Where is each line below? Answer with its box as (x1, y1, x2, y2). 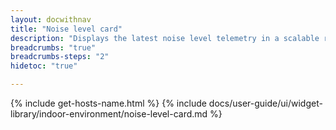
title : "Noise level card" (10, 24, 123, 34)
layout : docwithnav (10, 14, 92, 25)
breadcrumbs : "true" (10, 42, 97, 53)
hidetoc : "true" (10, 61, 78, 71)
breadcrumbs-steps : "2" (10, 52, 110, 62)
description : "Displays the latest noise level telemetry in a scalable (10, 33, 320, 43)
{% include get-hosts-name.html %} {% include (10, 97, 207, 109)
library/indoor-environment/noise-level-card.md (10, 108, 208, 120)
